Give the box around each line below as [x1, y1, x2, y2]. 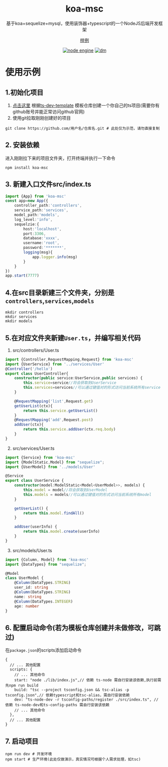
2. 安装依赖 [5, 141, 40, 149]
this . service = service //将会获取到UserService [23, 380, 117, 385]
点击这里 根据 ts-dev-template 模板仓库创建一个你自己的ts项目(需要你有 [12, 102, 160, 108]
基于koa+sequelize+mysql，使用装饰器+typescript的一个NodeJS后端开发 [6, 20, 158, 26]
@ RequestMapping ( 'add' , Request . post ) [14, 417, 94, 422]
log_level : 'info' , [14, 217, 53, 222]
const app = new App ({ [5, 198, 49, 204]
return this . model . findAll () [23, 510, 85, 516]
